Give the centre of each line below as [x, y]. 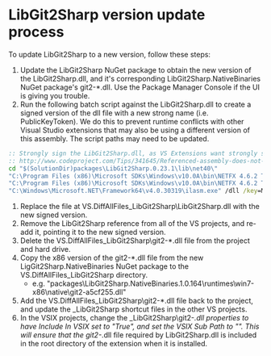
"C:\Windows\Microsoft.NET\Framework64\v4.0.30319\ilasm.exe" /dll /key [133, 191]
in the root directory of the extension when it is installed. [114, 344]
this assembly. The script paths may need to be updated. [115, 138]
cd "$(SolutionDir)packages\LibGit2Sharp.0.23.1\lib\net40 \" [113, 168]
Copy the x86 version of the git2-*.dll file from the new [112, 258]
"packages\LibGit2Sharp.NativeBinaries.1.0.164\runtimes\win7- [151, 283]
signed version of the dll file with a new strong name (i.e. [114, 113]
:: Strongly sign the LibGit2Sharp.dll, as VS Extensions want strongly [133, 153]
